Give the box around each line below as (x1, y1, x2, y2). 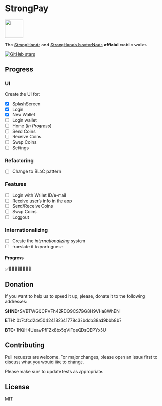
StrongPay (5, 3, 49, 14)
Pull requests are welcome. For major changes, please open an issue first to (5, 354, 158, 360)
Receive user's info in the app (12, 198, 72, 203)
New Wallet (12, 112, 36, 117)
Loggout (12, 214, 29, 220)
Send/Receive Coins (12, 203, 53, 209)
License (5, 383, 30, 391)
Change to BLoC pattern (12, 168, 61, 174)
